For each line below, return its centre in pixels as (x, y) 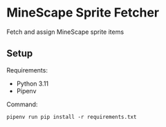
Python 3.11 (33, 84)
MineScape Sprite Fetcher (83, 13)
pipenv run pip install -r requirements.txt (72, 117)
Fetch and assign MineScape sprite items (65, 32)
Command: (22, 104)
